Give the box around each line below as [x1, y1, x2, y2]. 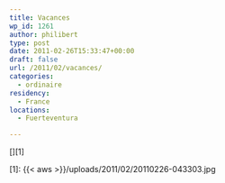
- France [17, 96, 50, 106]
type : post [9, 38, 50, 48]
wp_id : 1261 [9, 22, 54, 31]
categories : [9, 72, 54, 81]
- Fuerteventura [17, 114, 78, 123]
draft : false [9, 55, 58, 64]
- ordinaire [17, 80, 63, 89]
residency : [9, 88, 50, 97]
